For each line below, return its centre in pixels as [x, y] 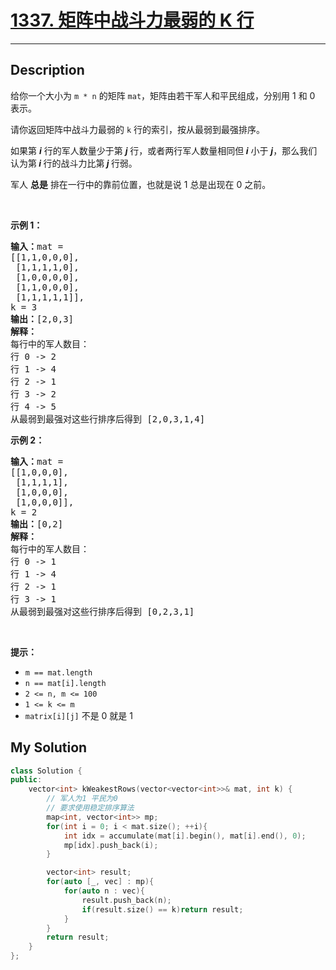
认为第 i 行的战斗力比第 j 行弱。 [74, 163]
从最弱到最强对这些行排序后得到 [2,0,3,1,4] [108, 419]
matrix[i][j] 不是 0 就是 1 [78, 715]
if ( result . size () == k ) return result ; [162, 909]
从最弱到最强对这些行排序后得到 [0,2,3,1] [102, 611]
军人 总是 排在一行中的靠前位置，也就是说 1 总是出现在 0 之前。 [141, 184]
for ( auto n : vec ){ [104, 891]
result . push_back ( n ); [126, 900]
